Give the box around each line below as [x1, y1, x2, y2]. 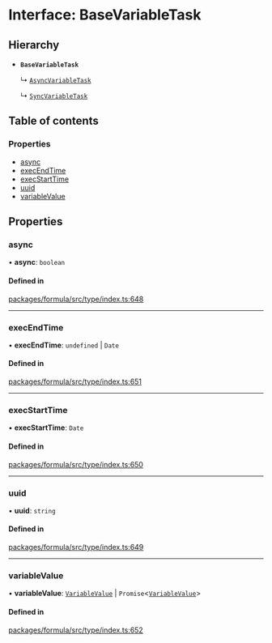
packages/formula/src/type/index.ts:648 [8, 294, 144, 304]
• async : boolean [8, 258, 66, 267]
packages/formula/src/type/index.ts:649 [8, 543, 144, 552]
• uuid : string [8, 505, 56, 515]
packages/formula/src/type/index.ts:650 [8, 459, 144, 469]
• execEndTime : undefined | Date [8, 340, 120, 350]
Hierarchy [8, 38, 60, 52]
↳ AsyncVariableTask [19, 75, 91, 84]
